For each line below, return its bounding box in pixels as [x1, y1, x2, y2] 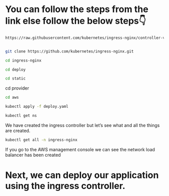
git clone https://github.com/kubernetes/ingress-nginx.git [5, 49, 134, 54]
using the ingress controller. [5, 180, 126, 191]
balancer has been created [5, 152, 61, 158]
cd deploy [5, 67, 26, 72]
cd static [5, 76, 26, 81]
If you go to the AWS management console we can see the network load [5, 146, 155, 152]
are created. [5, 127, 31, 134]
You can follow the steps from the [5, 4, 148, 15]
